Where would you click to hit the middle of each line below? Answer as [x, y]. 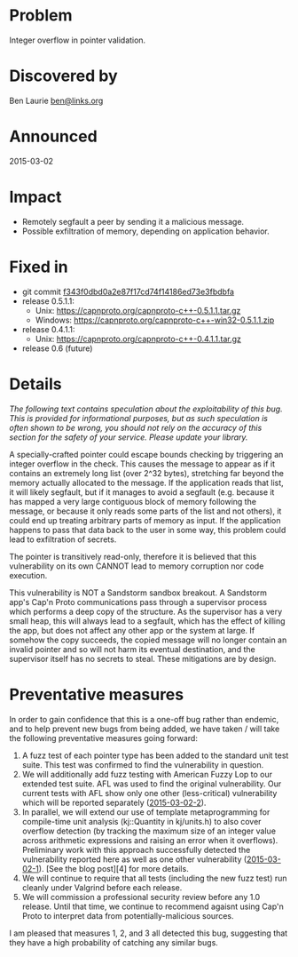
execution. [28, 575]
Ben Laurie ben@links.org [56, 100]
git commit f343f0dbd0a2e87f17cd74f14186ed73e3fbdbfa [128, 291]
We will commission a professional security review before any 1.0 [141, 897]
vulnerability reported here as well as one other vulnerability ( [134, 859]
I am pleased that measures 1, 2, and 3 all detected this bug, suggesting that [149, 933]
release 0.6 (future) [57, 348]
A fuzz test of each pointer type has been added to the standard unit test [155, 755]
